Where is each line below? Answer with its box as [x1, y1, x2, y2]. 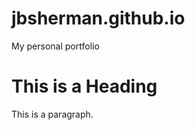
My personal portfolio [11, 40, 100, 52]
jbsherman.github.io [11, 7, 186, 30]
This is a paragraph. [11, 108, 94, 120]
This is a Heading [11, 75, 158, 98]
